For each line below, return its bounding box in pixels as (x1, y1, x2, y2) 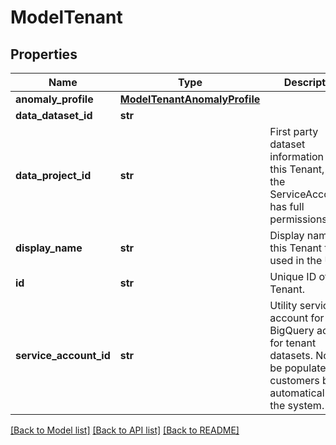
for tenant (269, 336, 317, 350)
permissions (269, 212, 328, 226)
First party (269, 125, 319, 138)
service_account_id (15, 349, 111, 362)
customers (269, 374, 320, 387)
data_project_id (15, 169, 92, 182)
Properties (10, 46, 78, 63)
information (269, 150, 325, 163)
